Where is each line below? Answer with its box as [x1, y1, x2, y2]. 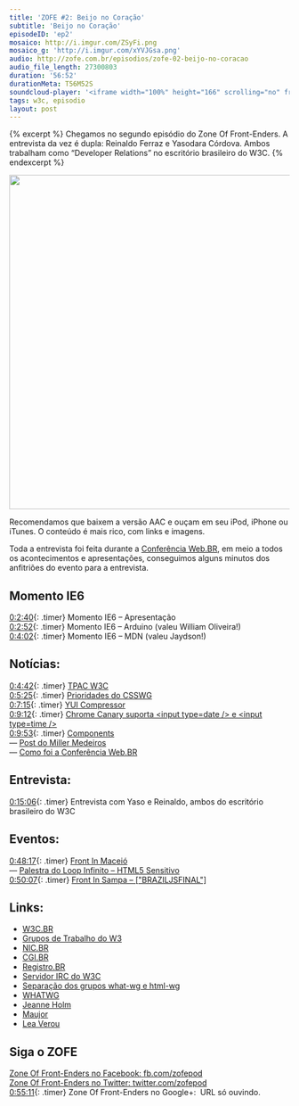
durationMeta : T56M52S [9, 79, 93, 88]
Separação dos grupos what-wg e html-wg [21, 980, 181, 991]
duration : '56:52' [9, 71, 77, 80]
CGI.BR [21, 952, 49, 963]
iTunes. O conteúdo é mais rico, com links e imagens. [9, 526, 206, 537]
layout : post [9, 104, 58, 113]
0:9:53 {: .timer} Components [9, 728, 115, 739]
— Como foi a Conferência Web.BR [9, 747, 138, 757]
